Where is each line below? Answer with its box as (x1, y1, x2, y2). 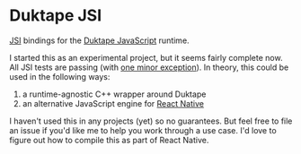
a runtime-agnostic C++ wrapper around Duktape (22, 89, 207, 99)
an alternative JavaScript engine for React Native (22, 98, 205, 108)
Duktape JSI (9, 5, 102, 26)
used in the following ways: (9, 71, 111, 81)
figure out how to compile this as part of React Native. (9, 134, 209, 145)
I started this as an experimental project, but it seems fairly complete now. (9, 52, 283, 63)
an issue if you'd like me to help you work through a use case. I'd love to (9, 124, 277, 135)
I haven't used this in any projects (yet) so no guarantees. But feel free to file (9, 115, 293, 126)
